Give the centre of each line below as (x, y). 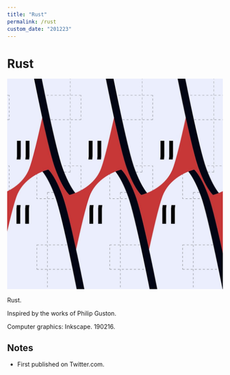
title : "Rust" (27, 14)
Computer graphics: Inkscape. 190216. (61, 326)
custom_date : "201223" (39, 29)
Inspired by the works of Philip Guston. (62, 313)
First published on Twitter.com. (61, 364)
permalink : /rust (32, 22)
